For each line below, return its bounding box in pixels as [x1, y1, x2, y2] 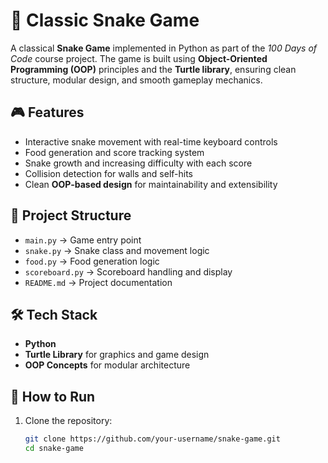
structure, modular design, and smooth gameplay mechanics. [10, 74, 263, 86]
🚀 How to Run [10, 388, 96, 405]
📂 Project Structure [10, 207, 132, 224]
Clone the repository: [24, 415, 113, 427]
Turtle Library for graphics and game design [24, 349, 210, 361]
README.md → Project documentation [24, 276, 173, 288]
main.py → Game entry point [24, 234, 142, 246]
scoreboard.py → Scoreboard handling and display [24, 265, 233, 278]
